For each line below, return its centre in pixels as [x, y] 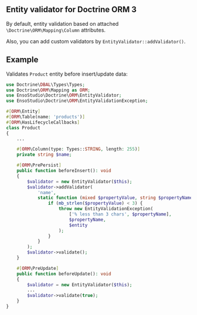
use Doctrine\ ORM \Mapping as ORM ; [48, 90]
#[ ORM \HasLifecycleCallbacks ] [43, 122]
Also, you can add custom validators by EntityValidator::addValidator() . [96, 41]
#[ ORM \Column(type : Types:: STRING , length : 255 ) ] [79, 149]
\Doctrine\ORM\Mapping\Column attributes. [56, 30]
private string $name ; [44, 155]
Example [22, 60]
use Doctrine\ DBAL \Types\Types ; [45, 84]
